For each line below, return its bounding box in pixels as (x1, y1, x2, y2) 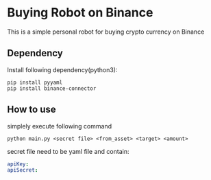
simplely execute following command (7, 122, 112, 130)
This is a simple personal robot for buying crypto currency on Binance (7, 27, 205, 36)
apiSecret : (7, 167, 38, 174)
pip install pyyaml (7, 79, 63, 86)
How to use (7, 104, 56, 115)
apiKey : (7, 160, 29, 168)
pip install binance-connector (7, 85, 97, 92)
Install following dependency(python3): (7, 65, 118, 74)
